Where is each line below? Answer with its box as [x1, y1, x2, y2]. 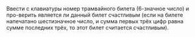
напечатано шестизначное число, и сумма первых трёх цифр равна [6, 18, 184, 24]
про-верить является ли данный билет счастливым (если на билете [6, 11, 183, 18]
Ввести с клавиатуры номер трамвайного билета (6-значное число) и [6, 5, 190, 12]
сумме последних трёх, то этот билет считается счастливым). [6, 24, 169, 31]
